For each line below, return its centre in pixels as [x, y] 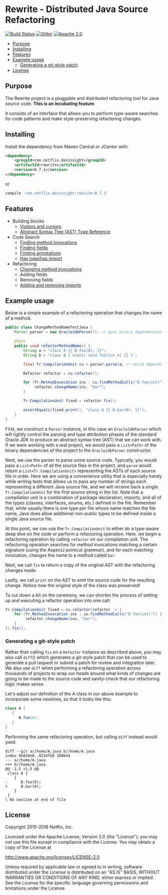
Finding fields [34, 248]
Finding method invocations [48, 242]
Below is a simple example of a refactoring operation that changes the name [84, 313]
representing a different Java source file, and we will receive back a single [82, 486]
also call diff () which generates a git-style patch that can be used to [76, 657]
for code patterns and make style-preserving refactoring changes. [73, 119]
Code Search [26, 237]
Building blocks [28, 221]
